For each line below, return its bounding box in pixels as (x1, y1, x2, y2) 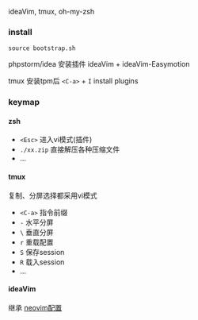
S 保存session (19, 247, 65, 256)
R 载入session (19, 257, 65, 267)
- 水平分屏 (19, 218, 54, 227)
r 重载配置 (19, 237, 54, 247)
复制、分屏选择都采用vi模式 (8, 191, 97, 200)
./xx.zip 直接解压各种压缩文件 (19, 145, 120, 154)
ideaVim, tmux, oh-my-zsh (8, 7, 95, 16)
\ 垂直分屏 (19, 227, 54, 237)
